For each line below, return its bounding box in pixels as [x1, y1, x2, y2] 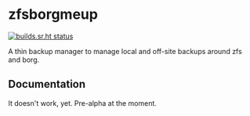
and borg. [8, 55, 40, 64]
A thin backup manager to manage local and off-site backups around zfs [8, 46, 243, 56]
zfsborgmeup [8, 5, 98, 24]
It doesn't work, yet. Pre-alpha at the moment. [8, 98, 157, 107]
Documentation [8, 78, 86, 91]
